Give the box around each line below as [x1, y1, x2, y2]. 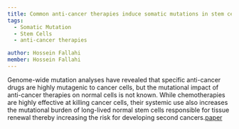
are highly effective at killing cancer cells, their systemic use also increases [7, 98, 228, 106]
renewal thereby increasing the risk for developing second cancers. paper [7, 113, 223, 121]
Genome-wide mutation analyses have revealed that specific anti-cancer [7, 75, 221, 84]
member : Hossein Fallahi [7, 56, 81, 64]
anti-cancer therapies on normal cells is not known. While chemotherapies [7, 90, 225, 99]
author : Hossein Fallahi [7, 50, 81, 57]
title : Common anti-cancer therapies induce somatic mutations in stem [7, 10, 224, 18]
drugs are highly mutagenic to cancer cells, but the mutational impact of [7, 83, 219, 91]
